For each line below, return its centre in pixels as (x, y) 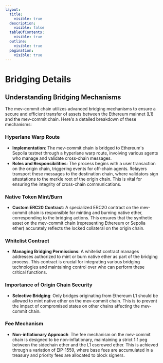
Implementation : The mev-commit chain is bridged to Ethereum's (78, 148)
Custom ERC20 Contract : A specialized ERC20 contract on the (75, 207)
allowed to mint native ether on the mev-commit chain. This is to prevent (84, 300)
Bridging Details (38, 79)
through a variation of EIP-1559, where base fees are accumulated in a (82, 350)
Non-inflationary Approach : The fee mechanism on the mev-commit (81, 334)
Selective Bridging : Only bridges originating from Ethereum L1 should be (85, 296)
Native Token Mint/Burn (34, 197)
